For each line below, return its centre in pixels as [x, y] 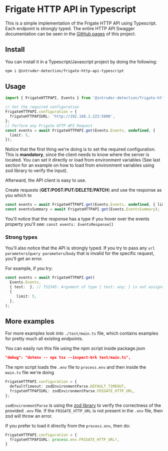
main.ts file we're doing [29, 373]
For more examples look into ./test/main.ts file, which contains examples [82, 333]
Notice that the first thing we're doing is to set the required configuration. [80, 149]
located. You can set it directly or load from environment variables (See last [83, 160]
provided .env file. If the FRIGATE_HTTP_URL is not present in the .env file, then [84, 410]
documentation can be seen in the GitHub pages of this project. [70, 34]
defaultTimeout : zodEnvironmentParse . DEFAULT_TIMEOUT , [68, 387]
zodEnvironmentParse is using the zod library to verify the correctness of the [83, 405]
